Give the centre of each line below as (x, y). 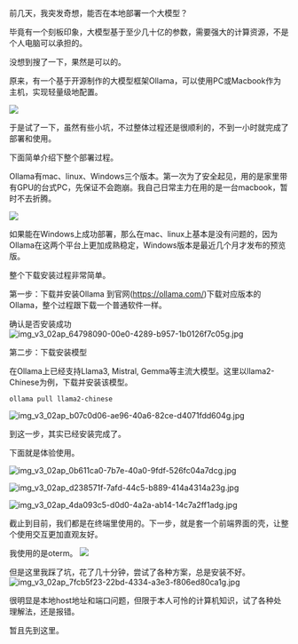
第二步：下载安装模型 (48, 352)
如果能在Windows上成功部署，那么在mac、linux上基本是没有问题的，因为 (144, 234)
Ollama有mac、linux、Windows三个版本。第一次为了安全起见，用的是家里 (145, 176)
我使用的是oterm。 (43, 553)
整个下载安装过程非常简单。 (60, 275)
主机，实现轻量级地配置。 (56, 92)
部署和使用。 (32, 139)
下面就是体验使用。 (44, 453)
